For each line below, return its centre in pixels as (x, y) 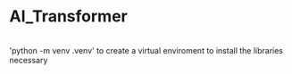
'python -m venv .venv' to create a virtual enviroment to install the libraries (146, 50)
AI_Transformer (68, 16)
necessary (29, 60)
